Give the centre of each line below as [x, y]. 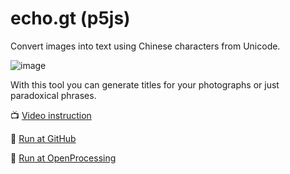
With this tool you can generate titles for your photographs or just [145, 84]
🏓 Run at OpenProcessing [63, 158]
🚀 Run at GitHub [43, 138]
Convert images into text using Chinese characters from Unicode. [145, 46]
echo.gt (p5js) [70, 18]
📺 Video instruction [51, 115]
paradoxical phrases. [53, 95]
